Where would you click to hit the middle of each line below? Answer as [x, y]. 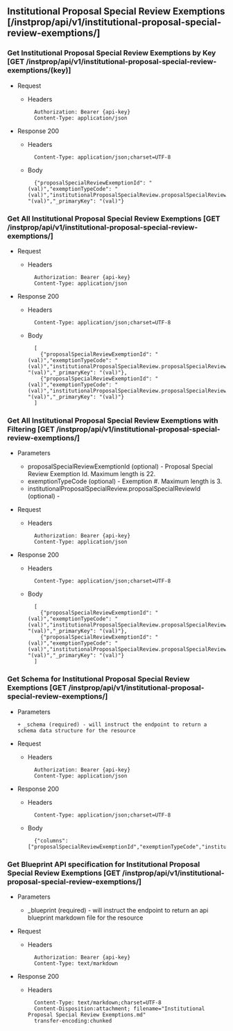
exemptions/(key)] [39, 70]
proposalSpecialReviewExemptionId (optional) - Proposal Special [120, 466]
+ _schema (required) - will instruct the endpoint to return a [112, 724]
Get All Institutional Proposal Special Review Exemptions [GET [114, 219]
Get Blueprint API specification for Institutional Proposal [104, 864]
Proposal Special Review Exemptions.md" [87, 1015]
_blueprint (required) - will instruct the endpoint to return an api [118, 910]
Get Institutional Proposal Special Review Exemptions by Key [112, 53]
